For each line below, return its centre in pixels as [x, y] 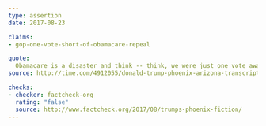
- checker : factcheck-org [51, 94]
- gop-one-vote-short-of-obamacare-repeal [79, 44]
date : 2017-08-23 [37, 23]
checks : [21, 87]
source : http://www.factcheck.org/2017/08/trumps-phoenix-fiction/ [129, 109]
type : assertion [35, 15]
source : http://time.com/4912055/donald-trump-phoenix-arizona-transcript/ [136, 73]
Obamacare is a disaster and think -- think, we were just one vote [131, 66]
